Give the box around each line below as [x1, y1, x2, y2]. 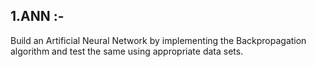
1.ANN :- [10, 8, 65, 25]
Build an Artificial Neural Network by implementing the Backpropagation [10, 34, 307, 46]
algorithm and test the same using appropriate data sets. [10, 45, 244, 57]
